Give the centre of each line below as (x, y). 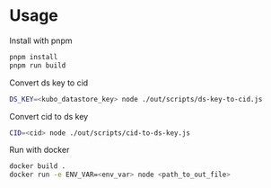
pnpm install (34, 57)
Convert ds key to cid (49, 83)
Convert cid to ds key (49, 116)
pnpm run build (38, 65)
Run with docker (39, 150)
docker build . (38, 166)
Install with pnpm (41, 40)
